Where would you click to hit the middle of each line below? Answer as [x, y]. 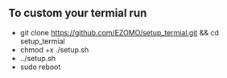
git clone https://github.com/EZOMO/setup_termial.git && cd [120, 32]
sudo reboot [40, 67]
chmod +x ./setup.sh [54, 49]
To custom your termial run [78, 13]
